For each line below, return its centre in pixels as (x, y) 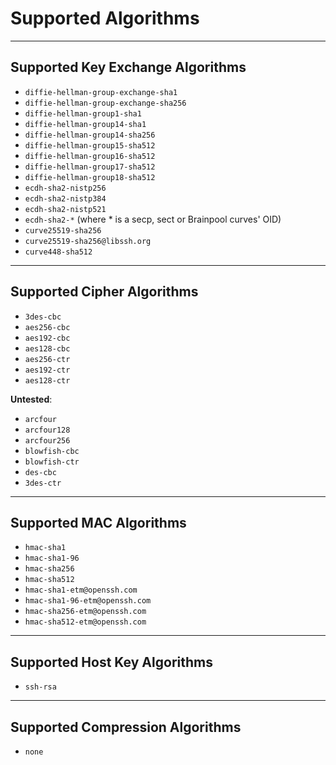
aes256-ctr (47, 359)
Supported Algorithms (105, 18)
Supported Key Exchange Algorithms (128, 67)
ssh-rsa (40, 687)
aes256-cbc (47, 327)
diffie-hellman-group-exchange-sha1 (101, 92)
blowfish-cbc (52, 451)
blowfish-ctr (52, 462)
